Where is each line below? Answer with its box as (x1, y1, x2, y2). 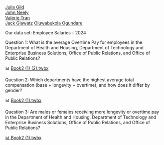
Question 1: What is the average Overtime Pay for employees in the (5, 39, 143, 45)
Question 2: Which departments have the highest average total (5, 77, 134, 83)
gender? (5, 87, 22, 93)
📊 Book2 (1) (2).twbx (5, 65, 49, 71)
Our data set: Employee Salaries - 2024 (5, 30, 86, 35)
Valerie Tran (5, 15, 30, 20)
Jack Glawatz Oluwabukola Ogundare (5, 20, 83, 26)
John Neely (5, 9, 29, 15)
